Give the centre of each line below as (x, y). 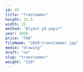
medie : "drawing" (24, 48)
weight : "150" (20, 62)
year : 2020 (17, 33)
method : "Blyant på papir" (34, 29)
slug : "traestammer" (27, 57)
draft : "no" (18, 52)
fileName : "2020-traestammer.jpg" (42, 43)
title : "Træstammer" (27, 15)
